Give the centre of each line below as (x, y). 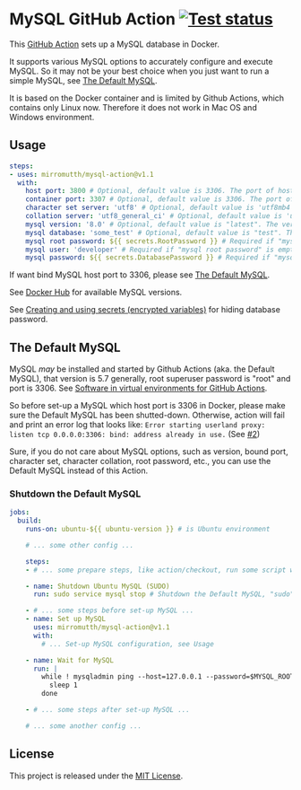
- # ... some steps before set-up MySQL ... (110, 610)
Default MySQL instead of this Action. (79, 470)
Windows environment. (52, 117)
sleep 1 (63, 685)
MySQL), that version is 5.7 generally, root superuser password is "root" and (150, 379)
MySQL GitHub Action (93, 19)
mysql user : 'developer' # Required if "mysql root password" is (150, 250)
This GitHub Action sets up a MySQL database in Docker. (114, 44)
